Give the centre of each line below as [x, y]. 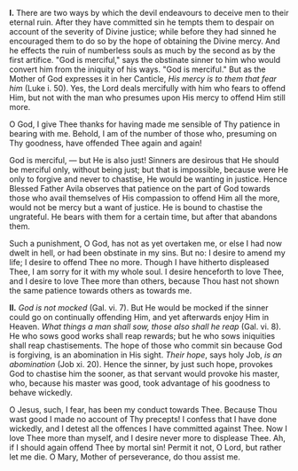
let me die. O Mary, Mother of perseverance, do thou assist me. [125, 457]
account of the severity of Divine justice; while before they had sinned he [143, 31]
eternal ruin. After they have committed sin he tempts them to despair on [142, 22]
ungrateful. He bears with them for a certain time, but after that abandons [143, 217]
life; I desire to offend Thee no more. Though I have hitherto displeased [139, 262]
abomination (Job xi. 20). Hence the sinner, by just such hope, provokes [141, 364]
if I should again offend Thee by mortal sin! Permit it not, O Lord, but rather [145, 447]
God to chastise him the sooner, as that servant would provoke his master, [145, 373]
